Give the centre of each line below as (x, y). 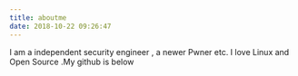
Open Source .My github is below (72, 62)
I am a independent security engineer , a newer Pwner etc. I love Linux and (149, 52)
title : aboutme (38, 18)
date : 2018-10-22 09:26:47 (60, 26)
